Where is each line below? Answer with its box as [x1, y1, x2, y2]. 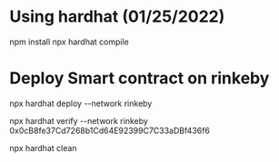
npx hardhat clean [9, 142, 77, 153]
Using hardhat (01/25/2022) [9, 6, 225, 27]
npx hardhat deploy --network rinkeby [9, 98, 153, 109]
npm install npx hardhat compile [9, 36, 130, 47]
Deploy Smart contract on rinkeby [9, 68, 270, 89]
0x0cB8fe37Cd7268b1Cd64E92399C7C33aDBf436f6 [9, 125, 211, 136]
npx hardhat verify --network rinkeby [9, 115, 148, 126]
